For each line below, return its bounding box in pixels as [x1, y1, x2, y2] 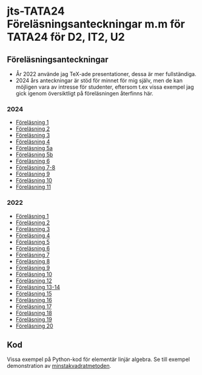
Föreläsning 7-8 [15, 164, 56, 171]
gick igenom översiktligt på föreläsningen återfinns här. [15, 90, 153, 97]
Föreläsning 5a [15, 145, 53, 152]
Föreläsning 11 [15, 184, 51, 191]
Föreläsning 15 [15, 290, 52, 297]
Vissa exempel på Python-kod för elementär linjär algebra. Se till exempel [7, 356, 190, 363]
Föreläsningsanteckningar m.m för [7, 17, 186, 31]
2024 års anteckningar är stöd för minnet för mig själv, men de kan [15, 77, 183, 84]
